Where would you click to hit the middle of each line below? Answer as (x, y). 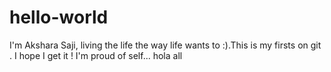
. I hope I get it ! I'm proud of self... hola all (96, 55)
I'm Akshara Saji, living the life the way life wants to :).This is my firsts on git (165, 45)
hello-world (59, 17)
